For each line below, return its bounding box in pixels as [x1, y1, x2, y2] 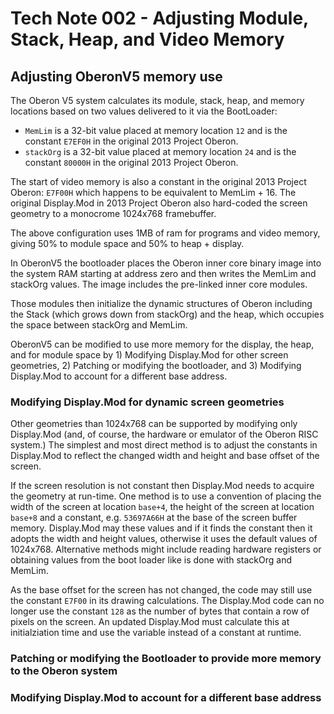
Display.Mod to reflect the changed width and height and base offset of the [10, 450, 320, 462]
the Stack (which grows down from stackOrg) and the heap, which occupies [10, 308, 325, 320]
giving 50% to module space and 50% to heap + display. [10, 238, 245, 249]
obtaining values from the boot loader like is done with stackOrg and [10, 554, 293, 566]
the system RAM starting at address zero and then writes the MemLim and [10, 268, 317, 279]
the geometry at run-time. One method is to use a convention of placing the [10, 490, 322, 502]
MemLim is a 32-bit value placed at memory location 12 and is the [24, 125, 288, 136]
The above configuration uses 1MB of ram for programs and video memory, [10, 227, 321, 239]
